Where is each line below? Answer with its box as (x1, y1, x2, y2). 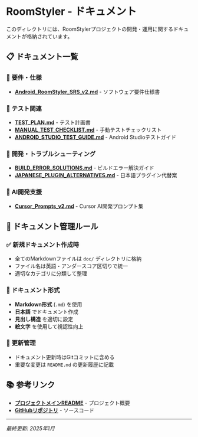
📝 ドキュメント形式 (6, 286, 60, 295)
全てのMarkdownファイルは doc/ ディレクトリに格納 (14, 255, 142, 262)
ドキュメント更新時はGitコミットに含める (14, 353, 115, 360)
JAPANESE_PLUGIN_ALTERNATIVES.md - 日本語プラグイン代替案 (14, 172, 177, 179)
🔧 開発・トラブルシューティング (6, 149, 96, 158)
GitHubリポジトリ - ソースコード (14, 406, 94, 413)
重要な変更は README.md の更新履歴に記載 (14, 361, 114, 368)
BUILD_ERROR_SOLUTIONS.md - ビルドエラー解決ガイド (14, 164, 155, 171)
